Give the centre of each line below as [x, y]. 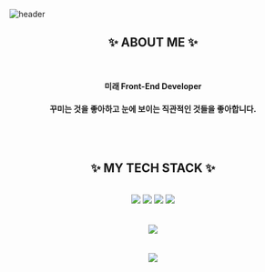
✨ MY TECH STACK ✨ [153, 168]
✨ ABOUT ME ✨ [153, 42]
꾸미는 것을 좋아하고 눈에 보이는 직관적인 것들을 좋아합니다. [153, 109]
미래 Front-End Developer [153, 86]
